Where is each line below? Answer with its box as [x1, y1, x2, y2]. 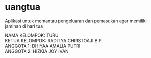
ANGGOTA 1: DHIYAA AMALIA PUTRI [5, 43, 81, 49]
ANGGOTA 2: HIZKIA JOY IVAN [5, 48, 69, 54]
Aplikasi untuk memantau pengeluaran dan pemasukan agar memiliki [5, 18, 147, 24]
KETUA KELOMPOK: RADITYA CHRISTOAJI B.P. [5, 37, 103, 43]
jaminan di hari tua [5, 23, 43, 29]
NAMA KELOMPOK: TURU [5, 32, 59, 38]
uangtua [5, 1, 41, 13]
